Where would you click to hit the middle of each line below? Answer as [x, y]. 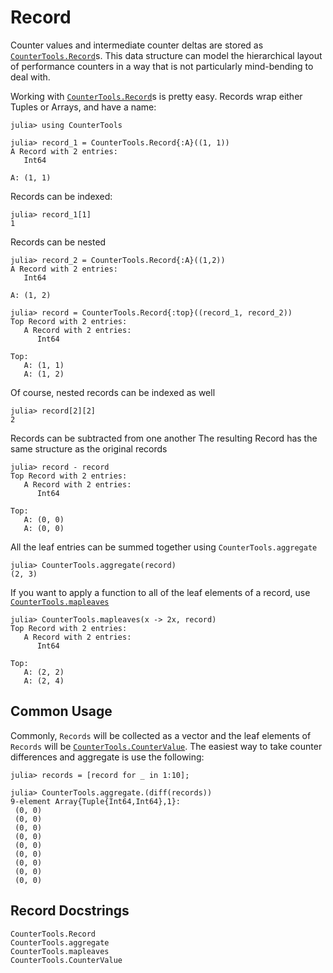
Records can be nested [58, 242]
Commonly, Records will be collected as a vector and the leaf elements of [161, 735]
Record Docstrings [70, 911]
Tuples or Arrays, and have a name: [83, 107]
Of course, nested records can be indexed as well [113, 392]
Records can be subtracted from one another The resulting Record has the [164, 438]
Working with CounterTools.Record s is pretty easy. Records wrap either [156, 96]
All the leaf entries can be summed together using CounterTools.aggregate [164, 547]
